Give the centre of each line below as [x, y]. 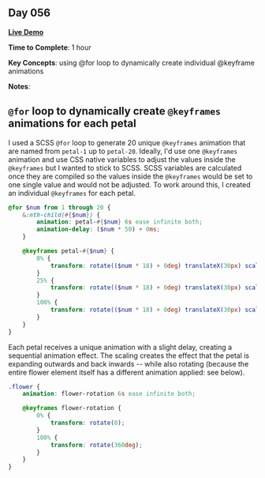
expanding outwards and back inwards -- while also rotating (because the [129, 363]
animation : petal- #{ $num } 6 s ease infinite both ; [119, 222]
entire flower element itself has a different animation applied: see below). [127, 372]
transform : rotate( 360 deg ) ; [97, 445]
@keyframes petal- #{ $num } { [68, 251]
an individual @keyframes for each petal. [72, 193]
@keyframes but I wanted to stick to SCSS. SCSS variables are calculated [125, 167]
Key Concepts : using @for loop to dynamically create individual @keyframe [131, 62]
